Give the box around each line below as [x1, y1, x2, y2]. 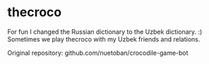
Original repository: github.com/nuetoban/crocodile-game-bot [7, 49, 189, 57]
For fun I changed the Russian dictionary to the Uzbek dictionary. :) [7, 27, 203, 36]
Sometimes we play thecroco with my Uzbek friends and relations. [7, 34, 201, 43]
